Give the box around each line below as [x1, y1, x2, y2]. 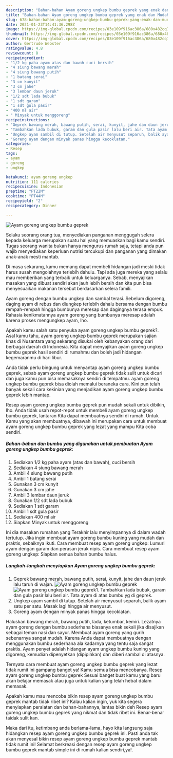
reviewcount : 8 [6, 50, 39, 56]
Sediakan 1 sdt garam [13, 503, 59, 509]
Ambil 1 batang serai [13, 475, 56, 482]
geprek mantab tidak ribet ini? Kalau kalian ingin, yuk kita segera [6, 698, 142, 705]
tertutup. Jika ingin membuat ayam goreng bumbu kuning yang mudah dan [6, 534, 164, 541]
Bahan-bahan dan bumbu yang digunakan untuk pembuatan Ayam [6, 440, 153, 447]
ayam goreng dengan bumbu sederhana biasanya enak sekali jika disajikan [6, 624, 164, 630]
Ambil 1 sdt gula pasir [13, 508, 59, 514]
